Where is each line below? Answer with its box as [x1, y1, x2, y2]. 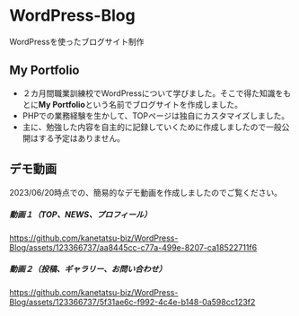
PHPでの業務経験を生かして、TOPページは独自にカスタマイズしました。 [22, 110, 290, 121]
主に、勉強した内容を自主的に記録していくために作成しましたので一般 [22, 121, 282, 132]
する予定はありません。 [38, 132, 126, 144]
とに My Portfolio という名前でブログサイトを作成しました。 [22, 99, 242, 110]
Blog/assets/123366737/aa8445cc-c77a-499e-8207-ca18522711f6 [9, 241, 258, 252]
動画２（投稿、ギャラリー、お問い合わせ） [9, 264, 167, 275]
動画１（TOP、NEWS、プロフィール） [9, 209, 153, 220]
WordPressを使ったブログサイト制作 [9, 36, 145, 47]
